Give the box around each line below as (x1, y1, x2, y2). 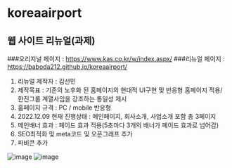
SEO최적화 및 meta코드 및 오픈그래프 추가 (17, 130, 133, 138)
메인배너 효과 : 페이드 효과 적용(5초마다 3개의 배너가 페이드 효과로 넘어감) (17, 121, 219, 129)
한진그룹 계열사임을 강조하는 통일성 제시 (17, 95, 127, 103)
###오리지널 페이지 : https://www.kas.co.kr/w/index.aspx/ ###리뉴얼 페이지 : (7, 55, 225, 63)
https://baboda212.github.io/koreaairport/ (7, 63, 128, 71)
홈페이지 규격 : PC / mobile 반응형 (17, 103, 111, 112)
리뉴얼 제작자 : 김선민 (17, 77, 76, 85)
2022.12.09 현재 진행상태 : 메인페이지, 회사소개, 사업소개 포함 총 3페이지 (17, 112, 217, 120)
